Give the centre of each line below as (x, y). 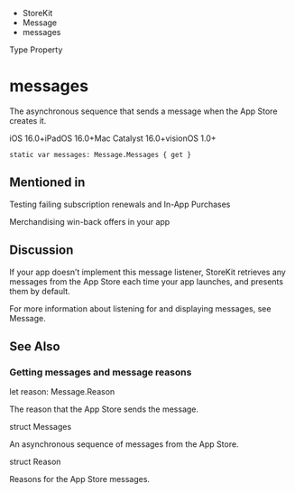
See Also (35, 346)
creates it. (28, 120)
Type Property (36, 50)
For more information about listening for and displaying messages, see (140, 308)
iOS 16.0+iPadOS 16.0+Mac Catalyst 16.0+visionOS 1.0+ (113, 138)
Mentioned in (47, 183)
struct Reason (35, 462)
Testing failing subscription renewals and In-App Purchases (120, 204)
